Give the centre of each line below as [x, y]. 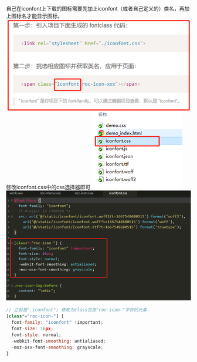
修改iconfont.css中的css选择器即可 [48, 187]
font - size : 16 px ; [33, 329]
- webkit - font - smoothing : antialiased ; [59, 341]
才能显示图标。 [44, 16]
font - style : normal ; [36, 335]
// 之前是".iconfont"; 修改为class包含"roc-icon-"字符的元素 [77, 310]
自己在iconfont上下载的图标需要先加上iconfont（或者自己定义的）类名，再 [95, 9]
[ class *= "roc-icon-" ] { [35, 316]
